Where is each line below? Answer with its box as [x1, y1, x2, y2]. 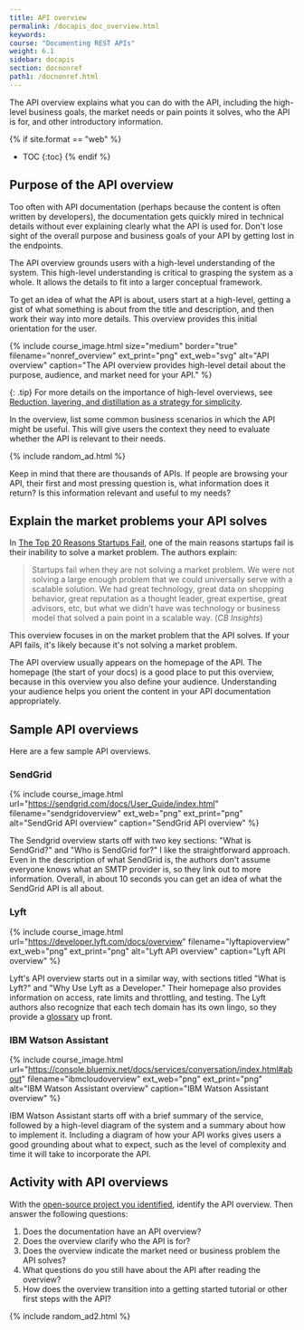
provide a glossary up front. [9, 1011, 113, 1022]
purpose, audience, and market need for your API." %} [9, 369, 213, 380]
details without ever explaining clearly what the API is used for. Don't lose [9, 221, 283, 231]
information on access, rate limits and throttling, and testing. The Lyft [9, 992, 267, 1003]
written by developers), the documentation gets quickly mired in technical [9, 211, 284, 222]
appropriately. [9, 695, 62, 706]
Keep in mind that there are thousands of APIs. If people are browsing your [9, 467, 288, 479]
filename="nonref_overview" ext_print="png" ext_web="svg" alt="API [9, 350, 270, 361]
